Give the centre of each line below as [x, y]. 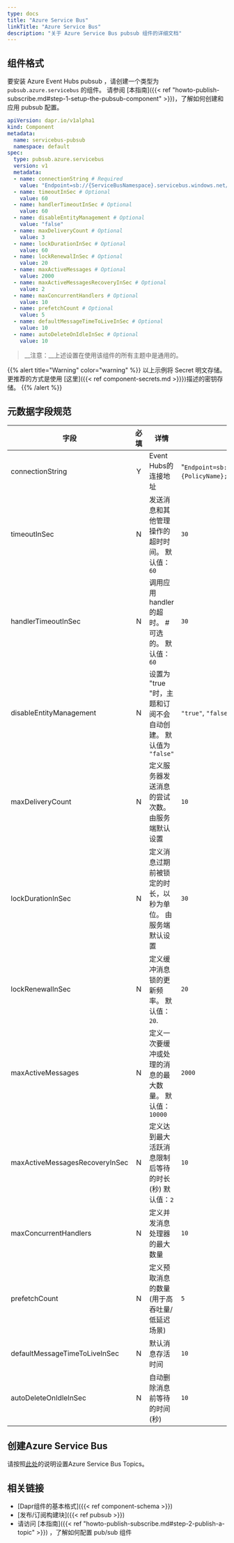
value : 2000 [37, 276]
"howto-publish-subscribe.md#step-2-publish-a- [154, 1523]
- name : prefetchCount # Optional [63, 309]
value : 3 [32, 237]
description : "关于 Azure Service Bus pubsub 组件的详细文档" [95, 33]
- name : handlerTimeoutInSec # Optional [73, 205]
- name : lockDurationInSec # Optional [70, 244]
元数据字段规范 [39, 412]
